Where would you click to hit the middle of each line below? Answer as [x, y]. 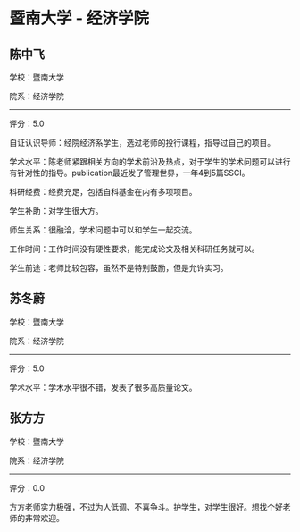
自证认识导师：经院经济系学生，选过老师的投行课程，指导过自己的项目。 [142, 143]
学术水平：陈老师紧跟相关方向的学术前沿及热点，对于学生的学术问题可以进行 [150, 161]
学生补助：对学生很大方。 [56, 211]
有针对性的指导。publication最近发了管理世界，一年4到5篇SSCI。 [129, 173]
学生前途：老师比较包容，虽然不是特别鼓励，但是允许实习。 [119, 268]
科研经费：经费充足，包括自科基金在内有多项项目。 [103, 192]
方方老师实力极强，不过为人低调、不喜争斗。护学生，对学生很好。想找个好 [146, 507]
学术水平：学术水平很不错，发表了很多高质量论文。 [103, 387]
